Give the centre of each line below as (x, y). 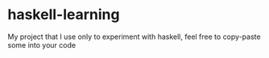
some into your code (42, 44)
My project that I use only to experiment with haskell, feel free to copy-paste (134, 37)
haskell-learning (64, 15)
